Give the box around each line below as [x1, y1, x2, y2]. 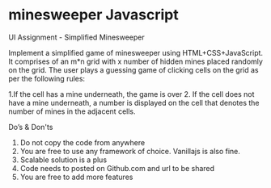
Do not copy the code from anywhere [19, 137, 146, 147]
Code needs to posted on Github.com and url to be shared [19, 163, 215, 173]
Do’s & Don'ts [8, 122, 53, 132]
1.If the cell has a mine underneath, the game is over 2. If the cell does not [8, 89, 255, 98]
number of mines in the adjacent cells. [8, 107, 136, 116]
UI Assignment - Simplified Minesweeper [8, 32, 146, 42]
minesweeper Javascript [8, 6, 180, 24]
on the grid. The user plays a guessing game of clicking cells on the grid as [8, 65, 259, 74]
